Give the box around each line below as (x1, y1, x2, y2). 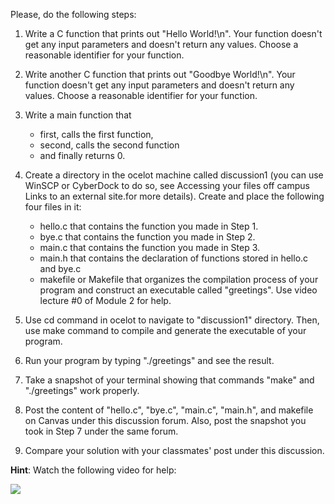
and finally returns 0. (39, 150, 126, 161)
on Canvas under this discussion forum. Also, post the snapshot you (24, 415, 307, 426)
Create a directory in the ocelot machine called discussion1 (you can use (24, 169, 324, 181)
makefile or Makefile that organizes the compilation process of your (39, 274, 319, 285)
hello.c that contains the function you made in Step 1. (39, 220, 259, 232)
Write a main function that (24, 109, 132, 121)
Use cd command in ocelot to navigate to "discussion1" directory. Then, (24, 314, 320, 326)
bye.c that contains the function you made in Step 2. (39, 231, 256, 243)
